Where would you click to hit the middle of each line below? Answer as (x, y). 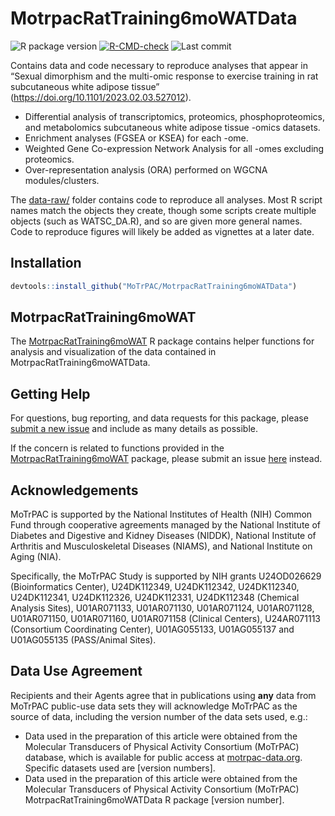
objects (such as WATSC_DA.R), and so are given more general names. (156, 221)
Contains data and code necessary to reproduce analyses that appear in (159, 65)
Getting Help (50, 393)
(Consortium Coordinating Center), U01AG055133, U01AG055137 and (152, 629)
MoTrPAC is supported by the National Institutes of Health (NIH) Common (161, 514)
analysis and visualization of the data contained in (113, 352)
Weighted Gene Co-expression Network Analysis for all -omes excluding (174, 148)
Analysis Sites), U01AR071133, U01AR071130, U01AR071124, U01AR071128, (162, 608)
